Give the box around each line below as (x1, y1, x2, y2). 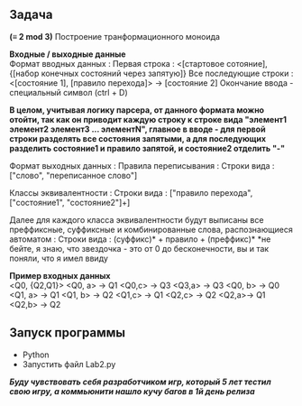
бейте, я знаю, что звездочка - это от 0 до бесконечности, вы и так (9, 243, 270, 254)
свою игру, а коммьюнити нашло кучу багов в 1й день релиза (9, 385, 255, 396)
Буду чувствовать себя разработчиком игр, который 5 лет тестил (9, 376, 272, 387)
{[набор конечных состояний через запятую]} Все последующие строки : (9, 68, 294, 78)
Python (22, 349, 50, 360)
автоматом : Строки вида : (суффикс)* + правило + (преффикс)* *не (9, 234, 271, 245)
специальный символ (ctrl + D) (9, 87, 128, 97)
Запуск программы (9, 325, 126, 341)
